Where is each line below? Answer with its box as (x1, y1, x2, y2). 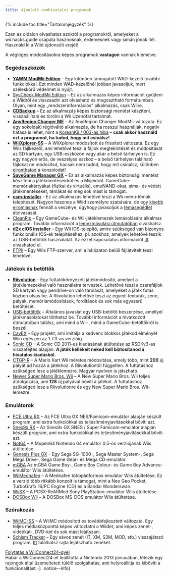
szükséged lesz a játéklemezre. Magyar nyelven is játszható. (12, 368, 139, 374)
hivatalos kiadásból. (12, 352, 57, 358)
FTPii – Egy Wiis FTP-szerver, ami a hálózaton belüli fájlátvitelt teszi (12, 247, 153, 253)
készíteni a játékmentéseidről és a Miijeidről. (12, 177, 105, 183)
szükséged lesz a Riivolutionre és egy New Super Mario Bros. (12, 384, 141, 390)
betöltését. (12, 303, 35, 309)
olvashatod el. (12, 242, 42, 248)
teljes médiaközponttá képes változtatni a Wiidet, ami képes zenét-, (12, 523, 153, 529)
